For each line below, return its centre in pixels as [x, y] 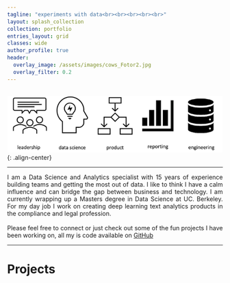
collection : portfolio [39, 29]
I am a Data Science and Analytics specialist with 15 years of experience [115, 177]
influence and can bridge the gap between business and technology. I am [115, 192]
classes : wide [27, 43]
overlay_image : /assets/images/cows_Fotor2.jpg [82, 65]
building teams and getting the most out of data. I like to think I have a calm [115, 185]
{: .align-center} [30, 158]
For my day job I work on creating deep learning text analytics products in [115, 206]
